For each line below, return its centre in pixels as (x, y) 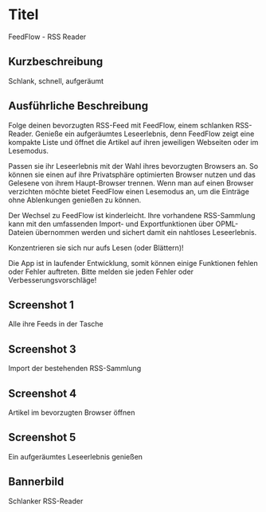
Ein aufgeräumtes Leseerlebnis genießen (76, 456)
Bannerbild (36, 482)
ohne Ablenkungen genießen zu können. (75, 200)
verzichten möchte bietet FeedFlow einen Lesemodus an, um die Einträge (129, 191)
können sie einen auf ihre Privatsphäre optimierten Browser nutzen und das (132, 174)
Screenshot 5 (42, 438)
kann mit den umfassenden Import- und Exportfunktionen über (111, 224)
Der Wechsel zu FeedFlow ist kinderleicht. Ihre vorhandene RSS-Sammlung (132, 215)
